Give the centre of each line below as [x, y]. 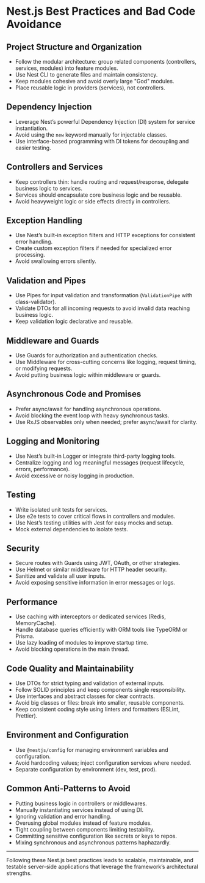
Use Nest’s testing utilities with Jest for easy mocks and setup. [94, 523]
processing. [30, 255]
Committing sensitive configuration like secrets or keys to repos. [96, 836]
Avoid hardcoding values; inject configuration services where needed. [103, 763]
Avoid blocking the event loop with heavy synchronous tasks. [92, 415]
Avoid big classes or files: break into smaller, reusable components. [100, 702]
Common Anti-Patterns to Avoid [68, 789]
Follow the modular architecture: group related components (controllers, [106, 62]
